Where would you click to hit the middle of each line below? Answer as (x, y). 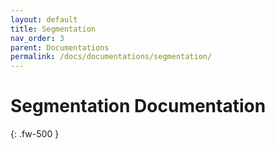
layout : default (44, 19)
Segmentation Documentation (138, 106)
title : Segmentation (53, 29)
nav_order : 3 (37, 38)
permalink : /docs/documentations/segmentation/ (111, 57)
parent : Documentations (60, 47)
